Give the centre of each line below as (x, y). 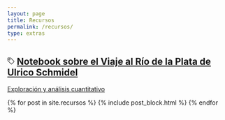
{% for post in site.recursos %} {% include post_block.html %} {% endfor (113, 103)
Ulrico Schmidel (43, 72)
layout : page (26, 14)
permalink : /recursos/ (40, 27)
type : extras (26, 33)
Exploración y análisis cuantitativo (56, 89)
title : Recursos (31, 20)
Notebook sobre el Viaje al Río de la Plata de (114, 61)
